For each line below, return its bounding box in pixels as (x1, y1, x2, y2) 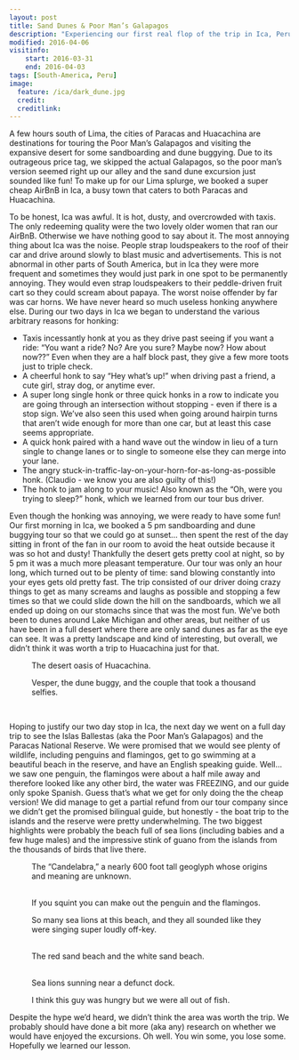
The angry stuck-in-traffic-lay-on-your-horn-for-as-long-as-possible (21, 465, 276, 476)
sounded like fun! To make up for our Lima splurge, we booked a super (9, 175, 269, 187)
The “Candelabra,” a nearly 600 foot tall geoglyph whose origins (31, 862, 268, 872)
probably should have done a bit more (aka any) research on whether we (9, 1022, 277, 1032)
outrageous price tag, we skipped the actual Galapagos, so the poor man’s (9, 157, 282, 167)
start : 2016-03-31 (25, 54, 93, 63)
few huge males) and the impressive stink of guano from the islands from (9, 835, 278, 846)
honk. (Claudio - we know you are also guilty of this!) (21, 475, 216, 486)
